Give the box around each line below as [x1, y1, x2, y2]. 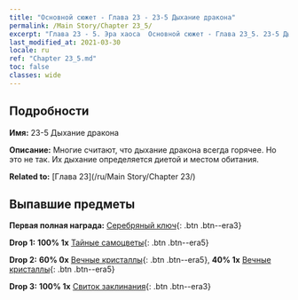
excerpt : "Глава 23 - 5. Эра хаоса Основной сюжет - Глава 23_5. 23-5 [9, 29, 279, 38]
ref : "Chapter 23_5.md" [9, 54, 98, 63]
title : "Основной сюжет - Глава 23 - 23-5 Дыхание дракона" [9, 12, 237, 22]
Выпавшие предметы [9, 196, 136, 211]
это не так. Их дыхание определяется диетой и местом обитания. [9, 154, 260, 164]
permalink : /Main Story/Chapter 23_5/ [9, 21, 153, 30]
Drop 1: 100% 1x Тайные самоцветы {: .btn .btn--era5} [9, 237, 210, 249]
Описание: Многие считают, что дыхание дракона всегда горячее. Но [9, 144, 277, 155]
